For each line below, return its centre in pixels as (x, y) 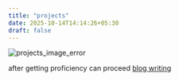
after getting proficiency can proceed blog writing (90, 68)
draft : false (30, 30)
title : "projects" (39, 15)
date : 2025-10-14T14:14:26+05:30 (64, 23)
